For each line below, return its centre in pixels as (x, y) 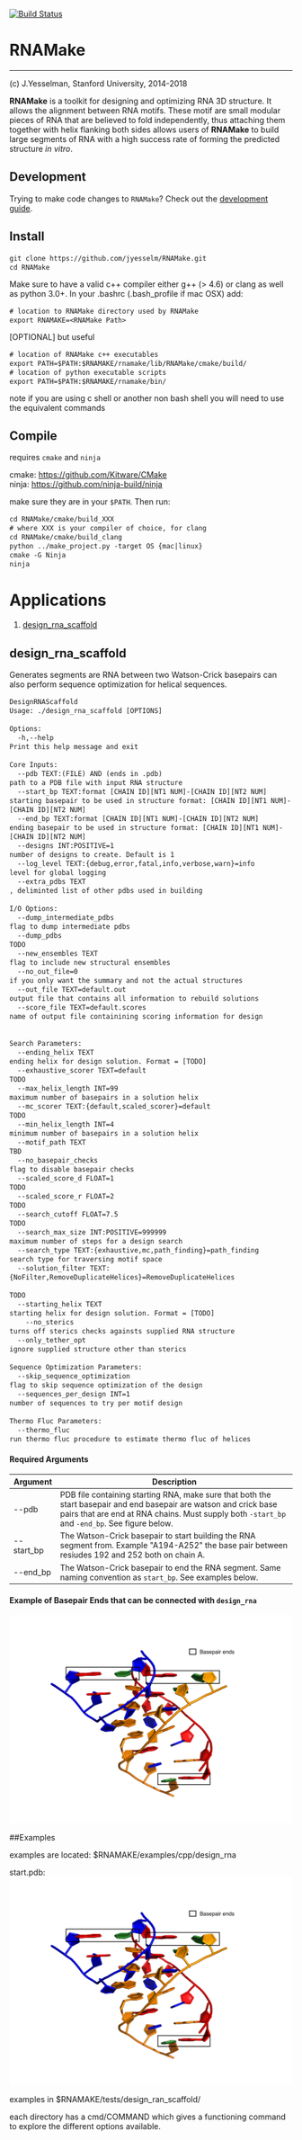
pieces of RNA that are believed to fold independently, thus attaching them (147, 120)
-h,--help (36, 738)
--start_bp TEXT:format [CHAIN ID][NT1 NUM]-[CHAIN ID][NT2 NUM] (142, 792)
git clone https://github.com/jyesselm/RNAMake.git (108, 258)
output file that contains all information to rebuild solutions (134, 999)
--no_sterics (50, 1323)
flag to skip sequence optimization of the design (106, 1386)
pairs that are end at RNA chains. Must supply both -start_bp (173, 1514)
